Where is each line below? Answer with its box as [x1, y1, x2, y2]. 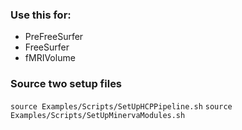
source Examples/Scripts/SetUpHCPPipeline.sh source [10, 101, 233, 112]
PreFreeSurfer [24, 31, 84, 43]
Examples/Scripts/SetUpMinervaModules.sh [10, 110, 186, 120]
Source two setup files [10, 77, 123, 91]
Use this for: [10, 8, 72, 22]
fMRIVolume [24, 52, 76, 64]
